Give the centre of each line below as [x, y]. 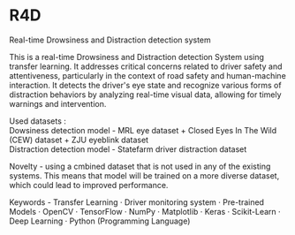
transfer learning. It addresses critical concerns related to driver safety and [146, 66]
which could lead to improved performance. [89, 185]
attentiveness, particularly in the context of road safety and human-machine [148, 75]
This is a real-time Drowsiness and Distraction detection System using [137, 57]
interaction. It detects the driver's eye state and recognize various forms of [145, 85]
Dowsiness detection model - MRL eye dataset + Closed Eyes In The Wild [143, 130]
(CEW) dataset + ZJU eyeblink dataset [79, 140]
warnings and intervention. [58, 103]
